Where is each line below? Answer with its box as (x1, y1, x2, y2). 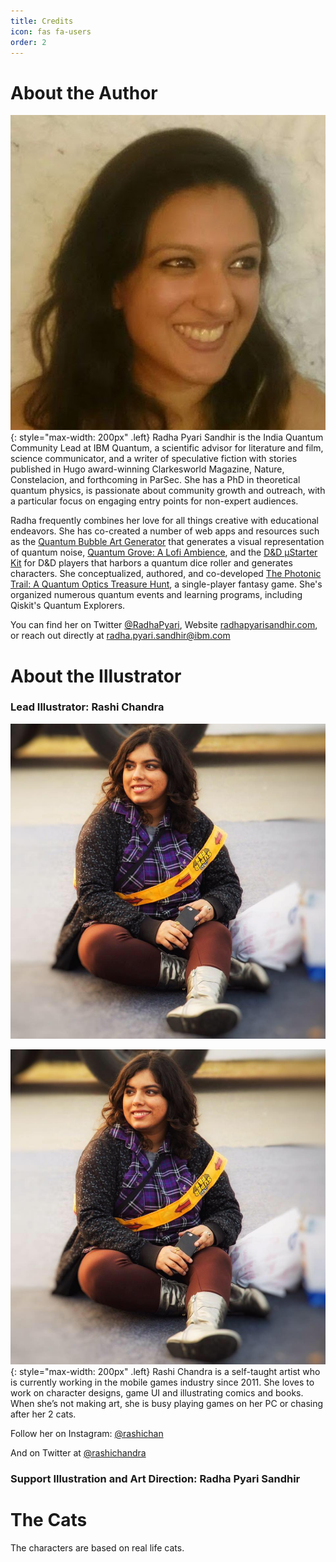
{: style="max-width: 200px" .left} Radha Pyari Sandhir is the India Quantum (10, 431, 324, 444)
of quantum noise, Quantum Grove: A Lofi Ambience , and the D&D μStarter (10, 546, 318, 559)
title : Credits (10, 16, 74, 26)
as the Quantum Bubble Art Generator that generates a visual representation (10, 536, 325, 548)
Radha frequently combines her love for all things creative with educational (10, 515, 319, 527)
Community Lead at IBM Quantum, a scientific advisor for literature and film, (10, 442, 324, 454)
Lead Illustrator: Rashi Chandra (10, 700, 165, 714)
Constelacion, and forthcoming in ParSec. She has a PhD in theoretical (10, 474, 301, 486)
